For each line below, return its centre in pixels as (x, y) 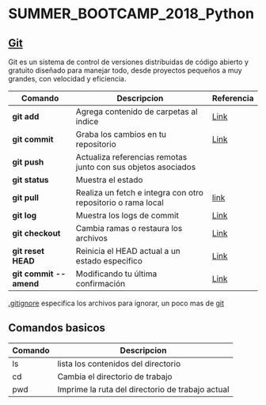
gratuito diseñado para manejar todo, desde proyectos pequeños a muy (125, 70)
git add (26, 117)
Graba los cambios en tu (121, 134)
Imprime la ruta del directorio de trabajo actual (143, 389)
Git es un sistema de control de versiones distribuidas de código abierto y (129, 62)
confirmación (100, 284)
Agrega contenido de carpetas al (137, 112)
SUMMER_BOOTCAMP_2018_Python (131, 14)
